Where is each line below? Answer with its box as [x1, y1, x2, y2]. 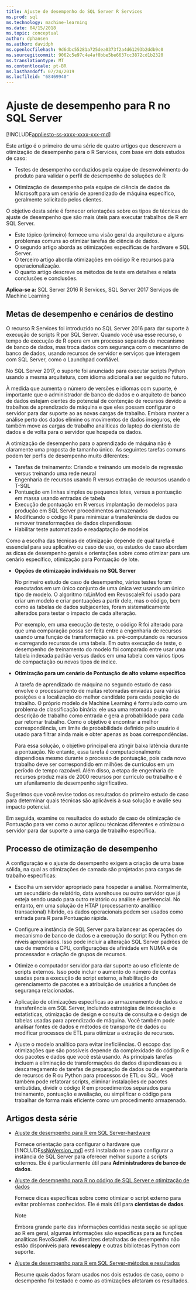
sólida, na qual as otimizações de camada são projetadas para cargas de [6, 865, 182, 872]
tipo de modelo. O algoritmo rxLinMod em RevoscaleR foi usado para [14, 591, 181, 598]
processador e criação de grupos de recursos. [14, 950, 127, 957]
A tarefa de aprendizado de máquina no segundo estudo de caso [14, 680, 171, 688]
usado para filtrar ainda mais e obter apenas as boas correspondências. [14, 730, 188, 738]
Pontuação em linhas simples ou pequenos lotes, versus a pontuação [14, 488, 183, 495]
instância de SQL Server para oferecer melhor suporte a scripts [14, 1153, 168, 1160]
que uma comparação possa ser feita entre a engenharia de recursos [14, 627, 182, 634]
